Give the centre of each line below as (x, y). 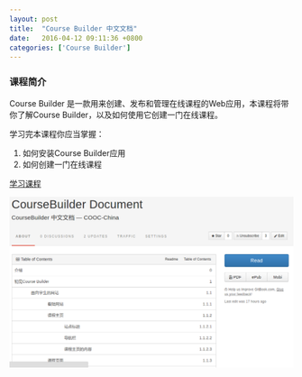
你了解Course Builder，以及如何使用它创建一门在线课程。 (116, 115)
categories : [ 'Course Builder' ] (70, 48)
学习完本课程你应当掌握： (57, 133)
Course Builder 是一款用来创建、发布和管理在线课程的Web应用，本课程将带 (149, 103)
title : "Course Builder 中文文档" (73, 28)
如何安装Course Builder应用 (74, 152)
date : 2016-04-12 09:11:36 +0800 (76, 38)
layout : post (34, 19)
